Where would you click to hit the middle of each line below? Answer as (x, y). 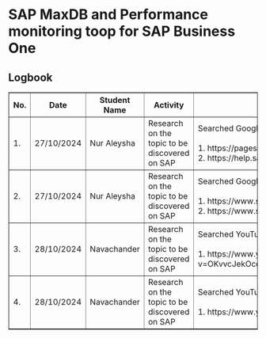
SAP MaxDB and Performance (108, 15)
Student (115, 100)
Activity (169, 105)
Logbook (30, 77)
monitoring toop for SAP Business (122, 31)
